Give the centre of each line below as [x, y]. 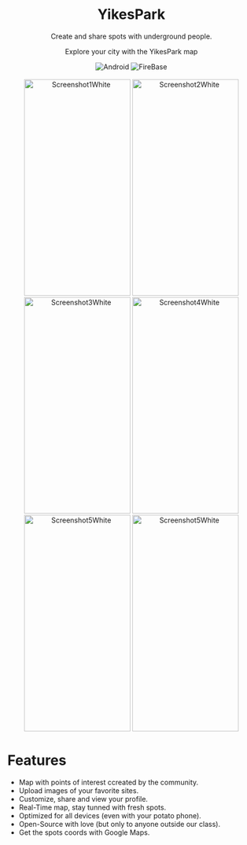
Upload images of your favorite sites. [79, 790]
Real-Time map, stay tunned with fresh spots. [92, 807]
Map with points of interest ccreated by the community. [109, 782]
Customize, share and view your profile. [83, 799]
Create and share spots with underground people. [131, 36]
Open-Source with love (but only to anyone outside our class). [120, 824]
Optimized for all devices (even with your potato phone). [110, 815]
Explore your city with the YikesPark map [131, 51]
